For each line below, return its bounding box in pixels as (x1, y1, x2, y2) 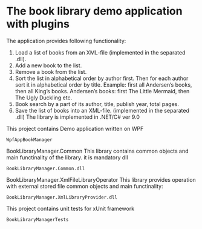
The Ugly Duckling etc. (15, 94, 73, 101)
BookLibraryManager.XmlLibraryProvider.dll (6, 194, 118, 201)
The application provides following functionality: (6, 37, 126, 44)
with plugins (6, 17, 70, 31)
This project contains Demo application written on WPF (6, 125, 144, 132)
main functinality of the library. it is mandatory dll (6, 153, 128, 161)
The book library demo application (6, 4, 183, 18)
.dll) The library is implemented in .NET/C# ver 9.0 (15, 113, 140, 121)
